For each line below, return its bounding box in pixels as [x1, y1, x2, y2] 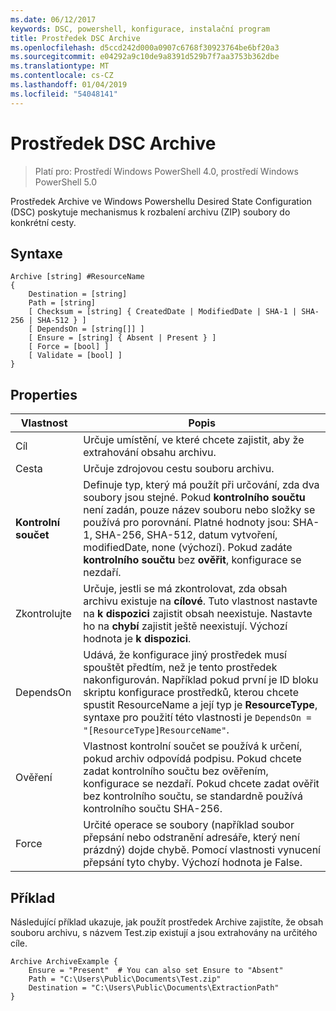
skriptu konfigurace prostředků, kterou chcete [83, 686, 300, 700]
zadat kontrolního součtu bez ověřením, [83, 764, 269, 778]
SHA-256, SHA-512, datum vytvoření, [94, 528, 278, 542]
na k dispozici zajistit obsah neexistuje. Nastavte [83, 607, 313, 621]
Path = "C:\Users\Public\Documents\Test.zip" [28, 974, 222, 984]
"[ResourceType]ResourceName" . [83, 723, 230, 737]
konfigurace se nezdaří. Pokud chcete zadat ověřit [83, 777, 320, 791]
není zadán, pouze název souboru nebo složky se [83, 503, 316, 517]
